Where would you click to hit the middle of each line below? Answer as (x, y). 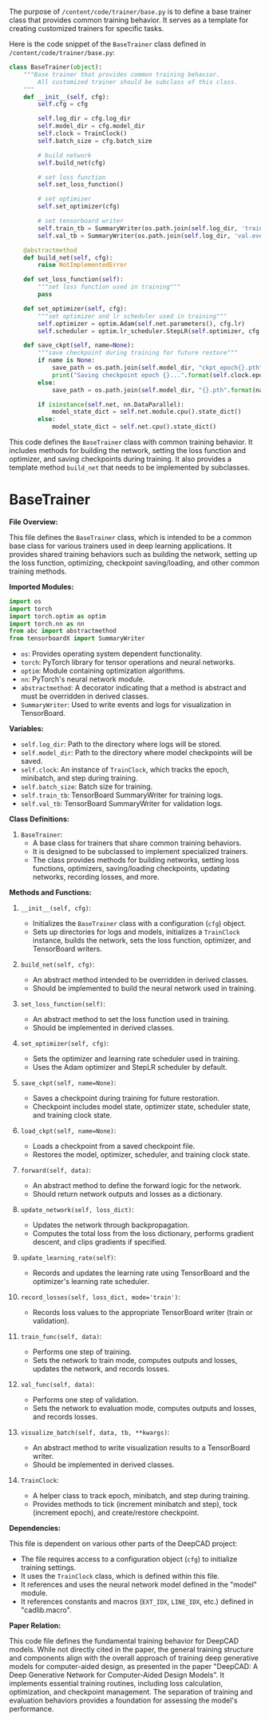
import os (26, 601)
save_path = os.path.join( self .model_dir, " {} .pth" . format (152, 390)
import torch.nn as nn (47, 624)
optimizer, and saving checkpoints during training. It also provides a (121, 459)
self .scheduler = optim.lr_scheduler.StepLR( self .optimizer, (142, 331)
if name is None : (66, 360)
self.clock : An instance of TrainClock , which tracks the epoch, (125, 769)
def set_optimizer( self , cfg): (75, 308)
